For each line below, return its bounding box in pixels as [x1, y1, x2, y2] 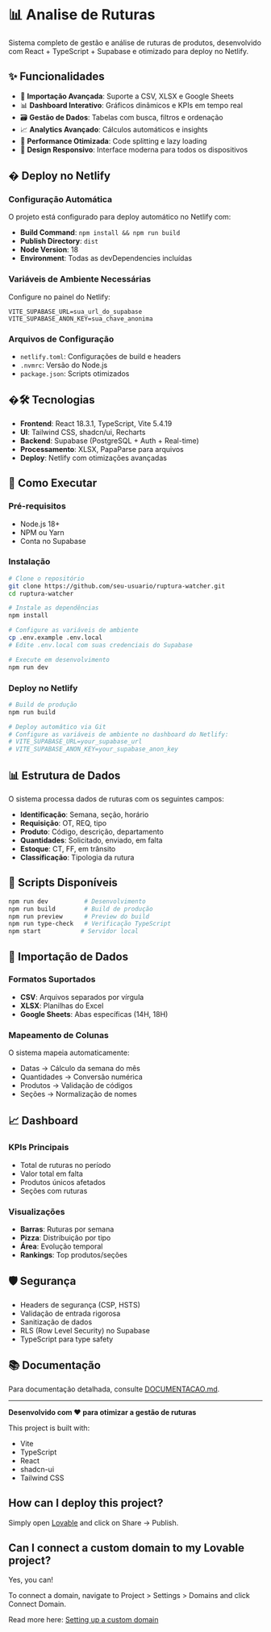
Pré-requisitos [8, 500, 66, 512]
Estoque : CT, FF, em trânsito [19, 843, 116, 853]
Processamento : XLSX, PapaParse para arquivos [19, 444, 184, 454]
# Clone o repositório [8, 574, 85, 583]
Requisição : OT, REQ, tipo [19, 818, 107, 827]
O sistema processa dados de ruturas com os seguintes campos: [8, 793, 224, 803]
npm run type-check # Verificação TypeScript [8, 920, 172, 928]
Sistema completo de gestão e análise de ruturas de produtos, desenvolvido [8, 37, 262, 48]
